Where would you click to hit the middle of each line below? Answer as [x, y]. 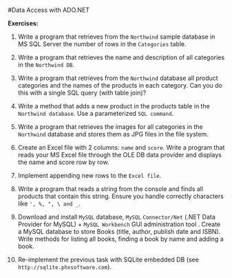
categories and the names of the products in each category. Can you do [120, 85]
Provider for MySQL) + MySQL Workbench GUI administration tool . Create [119, 224]
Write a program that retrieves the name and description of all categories [121, 57]
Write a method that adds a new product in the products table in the [114, 106]
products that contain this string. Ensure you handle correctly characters [121, 196]
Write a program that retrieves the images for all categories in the [110, 127]
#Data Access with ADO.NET [49, 10]
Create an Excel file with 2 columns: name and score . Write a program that [121, 147]
